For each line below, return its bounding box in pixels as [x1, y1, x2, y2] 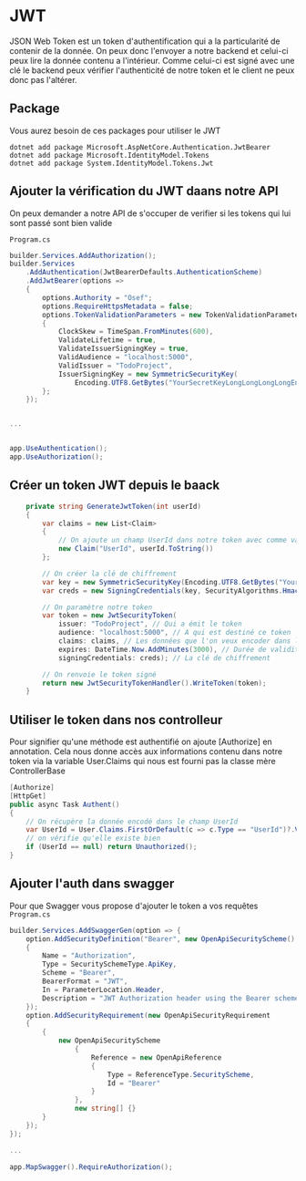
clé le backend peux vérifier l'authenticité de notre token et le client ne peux [9, 65, 295, 76]
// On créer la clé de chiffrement [42, 569, 178, 578]
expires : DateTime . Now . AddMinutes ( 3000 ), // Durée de [57, 645, 267, 654]
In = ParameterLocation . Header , [42, 985, 166, 994]
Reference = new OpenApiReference [90, 1052, 222, 1062]
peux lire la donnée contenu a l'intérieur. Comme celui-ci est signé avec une [9, 55, 295, 66]
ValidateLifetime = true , [57, 336, 157, 345]
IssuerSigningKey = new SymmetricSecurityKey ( [57, 369, 239, 378]
